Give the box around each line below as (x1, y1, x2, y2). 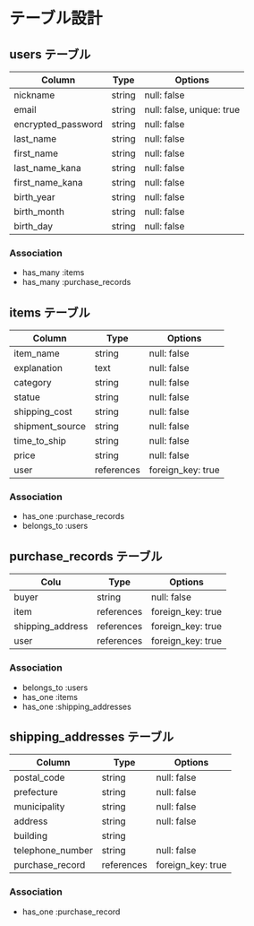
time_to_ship (13, 435, 67, 447)
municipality (13, 801, 65, 813)
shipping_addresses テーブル (9, 729, 174, 744)
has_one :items (21, 691, 79, 702)
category (13, 376, 52, 389)
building (13, 830, 47, 843)
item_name (13, 347, 60, 359)
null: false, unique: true (144, 104, 240, 116)
